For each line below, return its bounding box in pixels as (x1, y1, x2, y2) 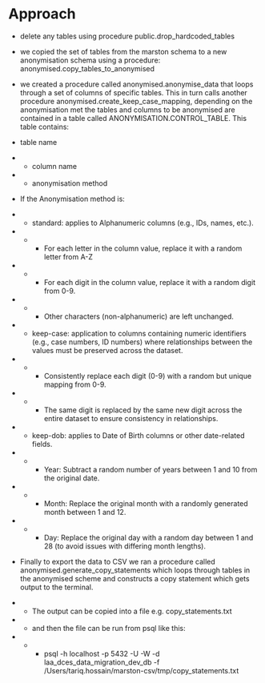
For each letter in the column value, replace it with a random (43, 243, 243, 253)
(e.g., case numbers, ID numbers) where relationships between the (31, 337, 253, 347)
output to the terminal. (19, 582, 94, 592)
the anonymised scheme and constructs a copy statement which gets (19, 573, 250, 583)
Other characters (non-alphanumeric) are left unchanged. (43, 311, 234, 321)
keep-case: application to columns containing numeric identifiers (31, 328, 247, 338)
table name (19, 137, 58, 147)
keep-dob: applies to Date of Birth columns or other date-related (31, 430, 245, 440)
